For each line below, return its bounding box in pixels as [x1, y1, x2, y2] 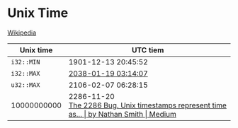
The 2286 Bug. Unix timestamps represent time [68, 100, 227, 110]
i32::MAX [11, 69, 40, 77]
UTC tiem [131, 45, 164, 54]
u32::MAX [11, 81, 40, 89]
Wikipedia [7, 28, 37, 37]
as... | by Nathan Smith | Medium [68, 109, 177, 119]
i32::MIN [11, 58, 40, 66]
